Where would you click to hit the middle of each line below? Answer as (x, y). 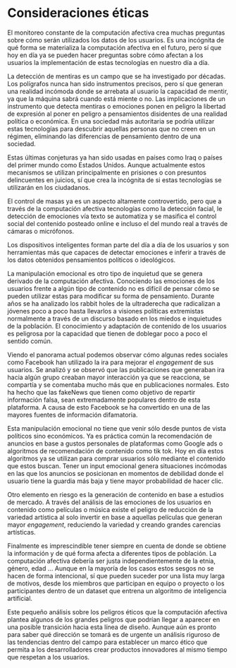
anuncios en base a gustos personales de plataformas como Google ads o (115, 443)
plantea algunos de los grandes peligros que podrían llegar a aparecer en (114, 619)
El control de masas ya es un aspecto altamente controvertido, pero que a (114, 201)
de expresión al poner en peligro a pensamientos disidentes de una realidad (117, 114)
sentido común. (30, 341)
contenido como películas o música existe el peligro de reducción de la (110, 509)
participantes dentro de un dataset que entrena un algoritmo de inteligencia (117, 590)
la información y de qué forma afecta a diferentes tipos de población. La (112, 553)
